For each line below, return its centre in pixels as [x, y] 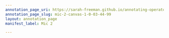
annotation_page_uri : [28, 10]
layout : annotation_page [31, 19]
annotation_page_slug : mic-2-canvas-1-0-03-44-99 [58, 14]
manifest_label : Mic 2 [29, 23]
